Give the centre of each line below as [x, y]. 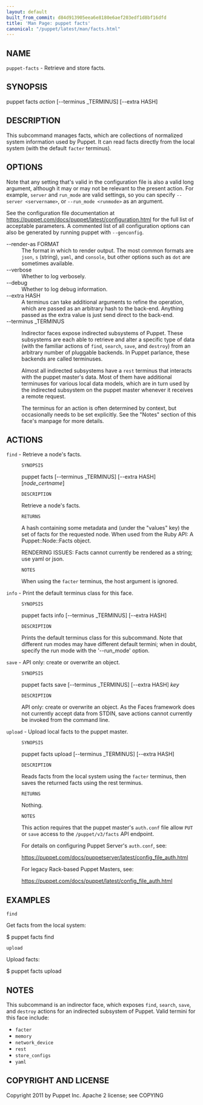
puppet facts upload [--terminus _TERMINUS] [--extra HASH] [98, 754]
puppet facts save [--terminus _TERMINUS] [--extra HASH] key [100, 685]
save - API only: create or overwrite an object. [63, 663]
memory [23, 1036]
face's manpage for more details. [63, 421]
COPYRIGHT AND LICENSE [58, 1080]
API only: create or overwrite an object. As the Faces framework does [108, 707]
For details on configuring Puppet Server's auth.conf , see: [94, 846]
